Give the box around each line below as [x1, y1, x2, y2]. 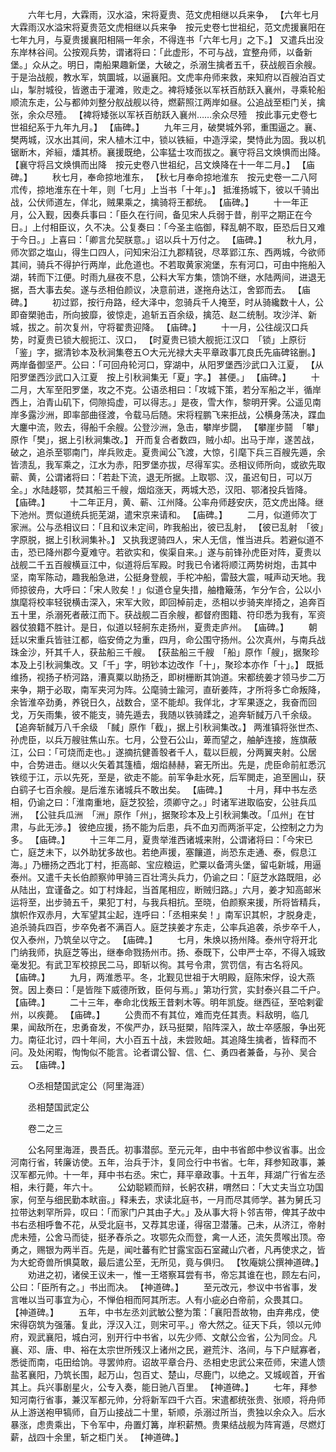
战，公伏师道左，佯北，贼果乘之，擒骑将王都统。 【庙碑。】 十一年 [10, 196, 300, 208]
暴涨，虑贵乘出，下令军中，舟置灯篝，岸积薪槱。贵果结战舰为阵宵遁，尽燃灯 [10, 1419, 326, 1430]
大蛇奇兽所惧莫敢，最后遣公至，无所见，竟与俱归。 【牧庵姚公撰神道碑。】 [18, 1256, 324, 1268]
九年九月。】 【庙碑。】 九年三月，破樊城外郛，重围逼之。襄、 [53, 121, 322, 133]
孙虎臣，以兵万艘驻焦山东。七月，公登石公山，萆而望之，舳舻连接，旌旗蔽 [10, 734, 317, 745]
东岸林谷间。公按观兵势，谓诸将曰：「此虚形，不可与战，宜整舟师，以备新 [10, 46, 313, 58]
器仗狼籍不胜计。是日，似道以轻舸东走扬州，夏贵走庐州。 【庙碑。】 [10, 621, 289, 633]
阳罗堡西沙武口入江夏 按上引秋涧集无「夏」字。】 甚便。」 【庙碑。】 [10, 371, 292, 383]
